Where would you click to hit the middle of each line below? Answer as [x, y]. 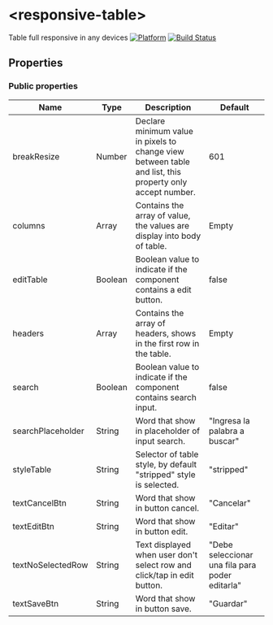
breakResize [36, 156]
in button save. [164, 609]
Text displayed [163, 545]
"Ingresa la [229, 420]
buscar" [224, 441]
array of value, [163, 215]
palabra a [227, 431]
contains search [166, 397]
